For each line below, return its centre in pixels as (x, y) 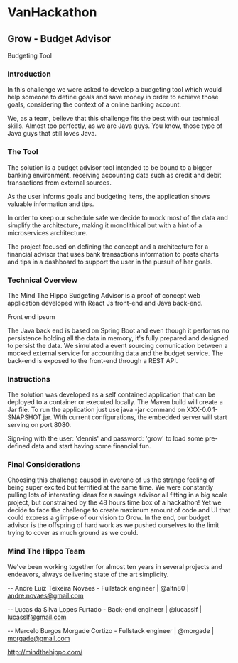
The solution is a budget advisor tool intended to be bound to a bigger (110, 167)
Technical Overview (43, 280)
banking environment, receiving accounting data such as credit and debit (114, 175)
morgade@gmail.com (39, 638)
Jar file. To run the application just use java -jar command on (96, 410)
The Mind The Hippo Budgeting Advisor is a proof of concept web (104, 295)
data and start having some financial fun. (91, 446)
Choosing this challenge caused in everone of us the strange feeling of (111, 480)
